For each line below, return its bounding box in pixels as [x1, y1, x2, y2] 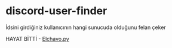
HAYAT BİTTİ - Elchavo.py [5, 35, 69, 42]
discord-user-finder [5, 4, 107, 18]
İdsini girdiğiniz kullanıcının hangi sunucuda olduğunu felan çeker [5, 24, 167, 31]
